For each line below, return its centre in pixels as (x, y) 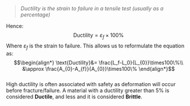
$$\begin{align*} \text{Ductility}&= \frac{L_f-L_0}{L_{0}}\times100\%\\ (99, 62)
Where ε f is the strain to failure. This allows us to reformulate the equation (95, 46)
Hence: (15, 26)
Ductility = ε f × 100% (99, 36)
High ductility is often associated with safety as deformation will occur (91, 84)
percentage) (35, 15)
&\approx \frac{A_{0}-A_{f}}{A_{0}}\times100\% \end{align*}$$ (99, 69)
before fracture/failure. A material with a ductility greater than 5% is (88, 90)
